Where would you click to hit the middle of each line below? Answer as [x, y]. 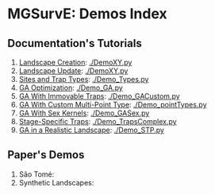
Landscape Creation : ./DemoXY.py [75, 62]
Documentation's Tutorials [75, 43]
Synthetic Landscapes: [56, 182]
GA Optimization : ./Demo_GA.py [71, 88]
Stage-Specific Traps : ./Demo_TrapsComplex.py [98, 121]
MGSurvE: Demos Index [87, 14]
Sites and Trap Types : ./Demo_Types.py [84, 79]
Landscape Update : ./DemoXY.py [73, 71]
